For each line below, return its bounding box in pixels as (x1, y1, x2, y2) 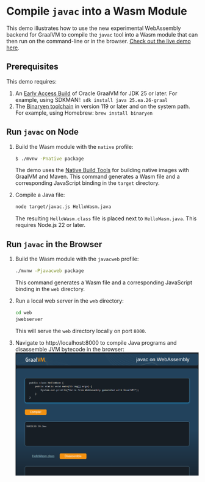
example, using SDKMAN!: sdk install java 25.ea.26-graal (15, 96, 168, 103)
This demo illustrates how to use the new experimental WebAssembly (6, 24, 181, 32)
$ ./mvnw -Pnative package (15, 156, 84, 162)
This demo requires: (6, 77, 57, 85)
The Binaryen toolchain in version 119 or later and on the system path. (15, 103, 190, 110)
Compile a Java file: (15, 191, 65, 199)
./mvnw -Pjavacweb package (15, 268, 84, 274)
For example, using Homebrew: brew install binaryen (15, 109, 153, 117)
